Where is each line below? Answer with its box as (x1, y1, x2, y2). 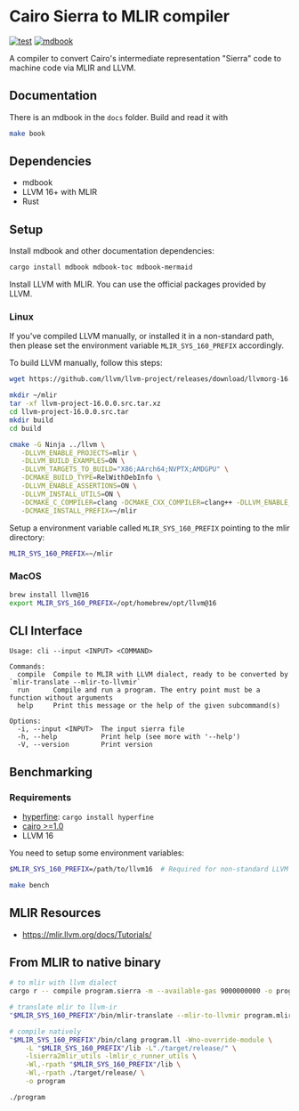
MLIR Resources (9, 905, 101, 920)
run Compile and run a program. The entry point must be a (17, 685, 261, 695)
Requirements (9, 791, 72, 803)
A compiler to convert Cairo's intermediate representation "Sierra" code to (9, 53, 282, 63)
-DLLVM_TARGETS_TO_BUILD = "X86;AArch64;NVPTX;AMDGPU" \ (20, 465, 229, 474)
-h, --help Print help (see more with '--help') (17, 733, 241, 742)
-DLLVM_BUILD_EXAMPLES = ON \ (20, 457, 125, 466)
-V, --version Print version (17, 741, 153, 750)
